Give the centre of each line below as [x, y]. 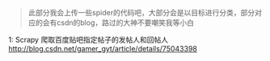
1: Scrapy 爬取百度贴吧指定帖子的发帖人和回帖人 [88, 40]
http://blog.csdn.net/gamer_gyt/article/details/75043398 [103, 49]
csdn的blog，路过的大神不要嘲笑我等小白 [125, 22]
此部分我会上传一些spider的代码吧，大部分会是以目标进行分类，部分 [141, 12]
